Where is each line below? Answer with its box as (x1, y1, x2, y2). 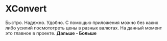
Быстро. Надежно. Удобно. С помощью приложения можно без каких (5, 19, 158, 25)
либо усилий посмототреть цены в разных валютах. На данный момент (5, 24, 162, 30)
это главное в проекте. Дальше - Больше (5, 30, 97, 36)
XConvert (5, 3, 47, 14)
